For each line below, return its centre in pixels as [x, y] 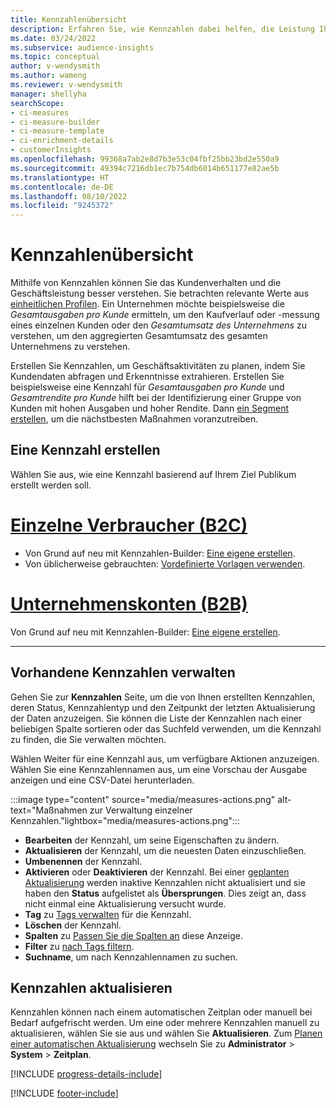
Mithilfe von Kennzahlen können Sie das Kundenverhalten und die [146, 283]
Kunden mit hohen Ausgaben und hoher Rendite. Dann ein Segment [150, 408]
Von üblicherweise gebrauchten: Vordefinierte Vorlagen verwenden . [165, 563]
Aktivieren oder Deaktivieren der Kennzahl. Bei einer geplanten [157, 872]
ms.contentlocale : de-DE [62, 187]
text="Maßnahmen [49, 810]
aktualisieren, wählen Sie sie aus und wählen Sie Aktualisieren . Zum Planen [166, 1033]
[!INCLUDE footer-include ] [64, 1093]
